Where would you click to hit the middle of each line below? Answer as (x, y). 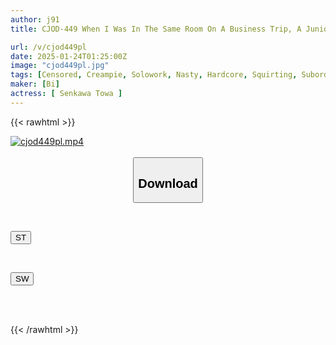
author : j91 (35, 19)
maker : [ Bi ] (35, 84)
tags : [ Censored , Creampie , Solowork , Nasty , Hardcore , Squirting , (154, 75)
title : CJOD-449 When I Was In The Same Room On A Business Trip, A (156, 29)
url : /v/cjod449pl (48, 47)
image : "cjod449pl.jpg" (60, 66)
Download (168, 183)
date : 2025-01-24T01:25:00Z (69, 56)
